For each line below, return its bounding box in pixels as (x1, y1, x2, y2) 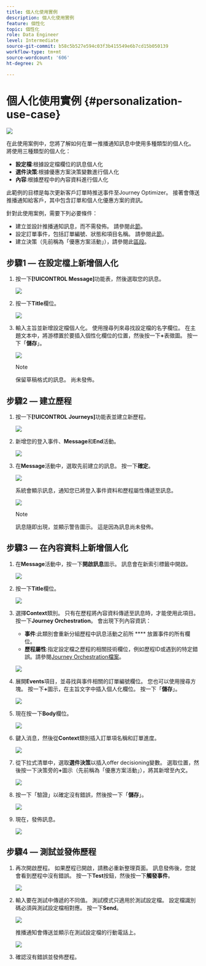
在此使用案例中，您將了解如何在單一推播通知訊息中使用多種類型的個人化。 (6, 140, 194, 147)
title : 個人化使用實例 (6, 9, 58, 15)
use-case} (6, 107, 61, 121)
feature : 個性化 (6, 20, 45, 26)
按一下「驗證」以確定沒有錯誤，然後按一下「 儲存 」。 (15, 791, 147, 798)
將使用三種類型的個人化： (6, 148, 71, 155)
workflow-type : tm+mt (6, 49, 62, 55)
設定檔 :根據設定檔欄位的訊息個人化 (15, 161, 103, 168)
